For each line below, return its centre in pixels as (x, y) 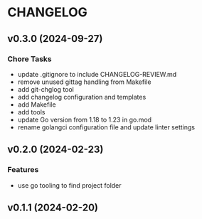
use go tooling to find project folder (70, 185)
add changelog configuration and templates (82, 97)
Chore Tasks (30, 59)
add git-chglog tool (46, 89)
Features (23, 170)
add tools (31, 112)
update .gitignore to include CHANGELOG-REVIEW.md (97, 74)
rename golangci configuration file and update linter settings (106, 127)
